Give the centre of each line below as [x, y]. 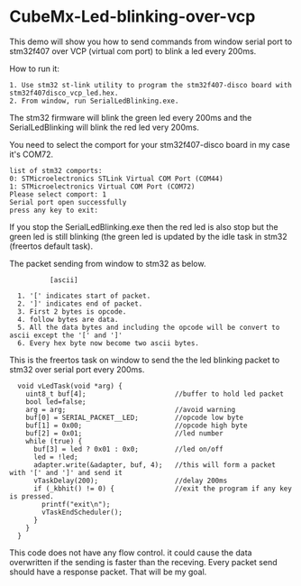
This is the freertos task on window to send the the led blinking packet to [145, 360]
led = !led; [55, 457]
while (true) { [54, 441]
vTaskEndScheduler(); [82, 512]
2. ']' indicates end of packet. [80, 304]
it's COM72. [32, 154]
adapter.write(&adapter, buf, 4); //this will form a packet [155, 465]
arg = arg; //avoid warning [131, 409]
